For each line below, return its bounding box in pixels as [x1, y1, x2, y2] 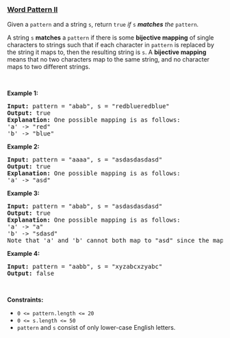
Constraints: [7, 296, 44, 304]
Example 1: [7, 89, 39, 97]
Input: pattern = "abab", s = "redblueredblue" [7, 103, 170, 110]
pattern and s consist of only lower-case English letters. [16, 324, 176, 332]
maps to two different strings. [7, 63, 90, 71]
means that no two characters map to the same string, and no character [7, 55, 210, 64]
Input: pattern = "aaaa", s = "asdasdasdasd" [7, 156, 163, 164]
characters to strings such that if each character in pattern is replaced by [7, 41, 214, 49]
